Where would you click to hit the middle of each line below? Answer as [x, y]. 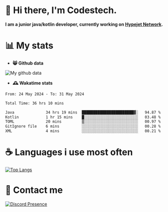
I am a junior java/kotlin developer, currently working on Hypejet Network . [84, 24]
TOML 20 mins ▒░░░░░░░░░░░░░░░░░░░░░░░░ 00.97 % [83, 122]
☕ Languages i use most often [69, 152]
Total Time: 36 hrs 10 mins [35, 103]
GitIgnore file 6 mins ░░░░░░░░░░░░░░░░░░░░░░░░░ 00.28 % [83, 126]
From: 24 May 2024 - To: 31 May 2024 [45, 94]
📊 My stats [29, 46]
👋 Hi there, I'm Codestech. [61, 10]
